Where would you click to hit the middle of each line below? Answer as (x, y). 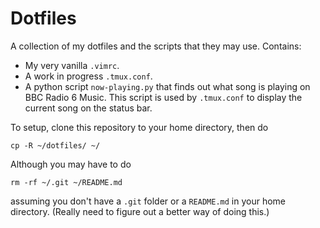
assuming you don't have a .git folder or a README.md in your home (148, 201)
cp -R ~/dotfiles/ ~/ (55, 145)
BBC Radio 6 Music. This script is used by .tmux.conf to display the (163, 97)
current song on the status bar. (88, 108)
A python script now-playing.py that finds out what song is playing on (167, 86)
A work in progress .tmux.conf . (88, 76)
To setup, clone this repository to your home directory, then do (139, 127)
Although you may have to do (71, 164)
